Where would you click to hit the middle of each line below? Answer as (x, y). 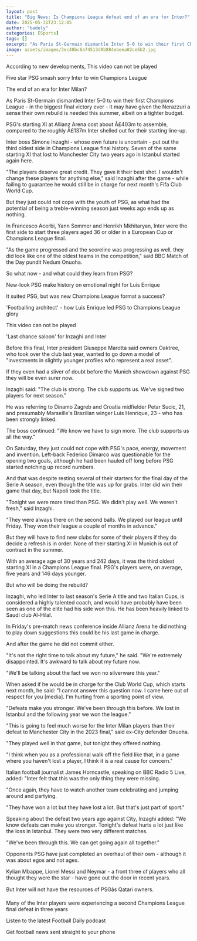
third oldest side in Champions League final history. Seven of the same (91, 148)
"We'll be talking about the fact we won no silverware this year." (83, 672)
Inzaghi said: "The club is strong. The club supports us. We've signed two (95, 389)
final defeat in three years (37, 909)
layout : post (22, 11)
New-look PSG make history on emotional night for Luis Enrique (83, 284)
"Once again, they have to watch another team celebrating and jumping (92, 790)
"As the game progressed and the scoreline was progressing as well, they (95, 249)
